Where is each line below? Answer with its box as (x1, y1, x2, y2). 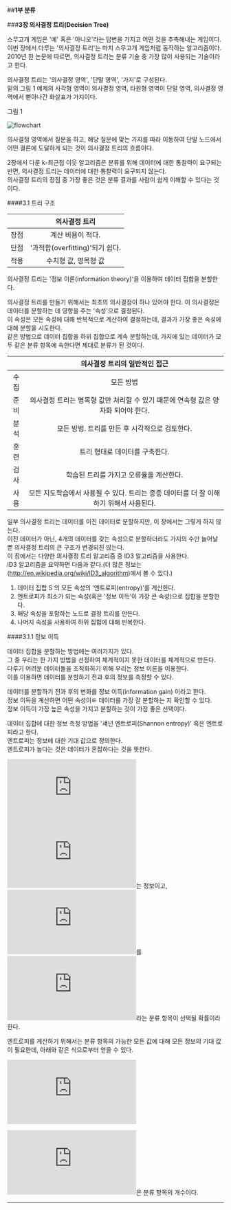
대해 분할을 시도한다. (7, 324, 63, 332)
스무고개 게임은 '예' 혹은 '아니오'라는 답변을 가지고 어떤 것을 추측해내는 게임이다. (7, 35, 222, 43)
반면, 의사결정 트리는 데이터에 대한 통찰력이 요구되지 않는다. (7, 167, 167, 175)
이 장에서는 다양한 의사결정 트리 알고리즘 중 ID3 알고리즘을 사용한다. (7, 552, 189, 560)
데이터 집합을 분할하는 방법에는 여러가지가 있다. (7, 647, 134, 655)
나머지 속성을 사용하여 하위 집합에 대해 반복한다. (16, 618, 146, 626)
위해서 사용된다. (107, 499, 156, 508)
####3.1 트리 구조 (7, 199, 56, 207)
